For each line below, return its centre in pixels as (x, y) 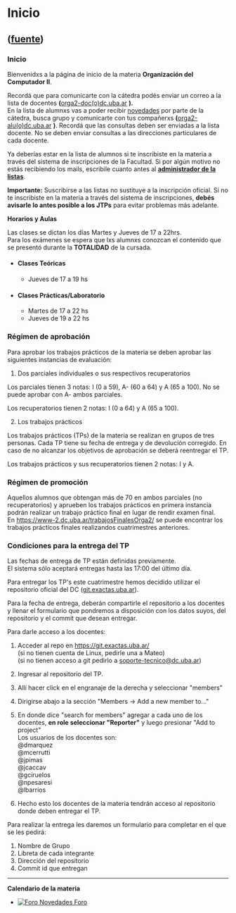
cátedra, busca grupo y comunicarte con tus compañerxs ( (93, 118)
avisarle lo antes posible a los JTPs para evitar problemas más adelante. (113, 205)
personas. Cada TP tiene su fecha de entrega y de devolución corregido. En (117, 442)
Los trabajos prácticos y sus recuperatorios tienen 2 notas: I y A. (101, 464)
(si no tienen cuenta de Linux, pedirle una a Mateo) (91, 653)
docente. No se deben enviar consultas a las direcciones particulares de (112, 132)
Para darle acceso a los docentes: (57, 632)
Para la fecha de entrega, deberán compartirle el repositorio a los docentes (116, 603)
